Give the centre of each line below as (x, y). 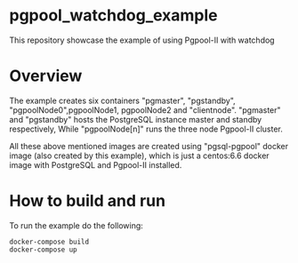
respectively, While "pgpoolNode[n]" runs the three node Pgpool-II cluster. (146, 129)
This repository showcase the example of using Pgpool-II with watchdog (142, 40)
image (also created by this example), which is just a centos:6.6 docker (139, 155)
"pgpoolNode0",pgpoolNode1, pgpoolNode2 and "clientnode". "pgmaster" (145, 110)
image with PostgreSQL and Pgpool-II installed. (96, 164)
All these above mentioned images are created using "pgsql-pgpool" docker (149, 146)
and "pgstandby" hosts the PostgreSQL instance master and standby (136, 119)
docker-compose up (43, 250)
